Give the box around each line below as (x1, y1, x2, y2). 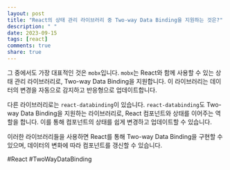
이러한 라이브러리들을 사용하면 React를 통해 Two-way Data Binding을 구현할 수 (7, 132, 223, 140)
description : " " (7, 23, 57, 30)
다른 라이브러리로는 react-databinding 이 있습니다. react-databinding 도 (7, 100, 206, 108)
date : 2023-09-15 (7, 29, 57, 37)
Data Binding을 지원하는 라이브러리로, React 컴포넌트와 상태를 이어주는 (20, 108, 214, 117)
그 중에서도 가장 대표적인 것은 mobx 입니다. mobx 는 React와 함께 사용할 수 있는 (7, 68, 215, 77)
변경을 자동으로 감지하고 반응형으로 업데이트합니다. (19, 86, 157, 94)
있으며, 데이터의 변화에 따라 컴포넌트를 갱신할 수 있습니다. (7, 141, 163, 149)
